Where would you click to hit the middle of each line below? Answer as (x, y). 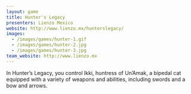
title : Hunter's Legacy (36, 17)
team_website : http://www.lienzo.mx (52, 56)
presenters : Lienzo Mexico (40, 23)
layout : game (22, 12)
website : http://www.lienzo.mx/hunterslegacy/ (65, 28)
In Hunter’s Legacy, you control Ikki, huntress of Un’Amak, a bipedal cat (94, 73)
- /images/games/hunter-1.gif (49, 39)
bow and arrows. (27, 85)
